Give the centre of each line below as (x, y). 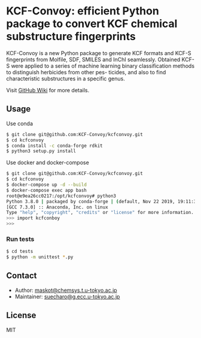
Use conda (20, 123)
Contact (22, 276)
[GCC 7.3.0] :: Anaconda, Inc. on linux (57, 207)
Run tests (20, 239)
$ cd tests (20, 252)
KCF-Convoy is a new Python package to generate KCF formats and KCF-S (99, 53)
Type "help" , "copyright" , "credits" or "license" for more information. (100, 213)
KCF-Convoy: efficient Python (83, 11)
